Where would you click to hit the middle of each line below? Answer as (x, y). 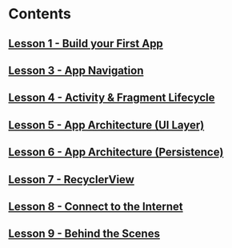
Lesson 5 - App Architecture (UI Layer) (106, 125)
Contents (40, 14)
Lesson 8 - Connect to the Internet (96, 206)
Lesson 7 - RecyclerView (71, 180)
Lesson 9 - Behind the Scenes (84, 234)
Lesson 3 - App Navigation (76, 70)
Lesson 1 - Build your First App (86, 44)
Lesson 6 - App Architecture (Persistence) (116, 152)
